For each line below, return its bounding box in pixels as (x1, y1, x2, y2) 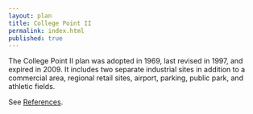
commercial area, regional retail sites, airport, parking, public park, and (8, 73, 244, 83)
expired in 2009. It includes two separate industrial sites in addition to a (8, 65, 246, 75)
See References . (8, 97, 64, 107)
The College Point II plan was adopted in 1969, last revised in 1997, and (8, 56, 243, 66)
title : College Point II (8, 19, 92, 27)
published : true (8, 34, 63, 43)
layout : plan (8, 11, 52, 20)
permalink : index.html (8, 26, 85, 35)
